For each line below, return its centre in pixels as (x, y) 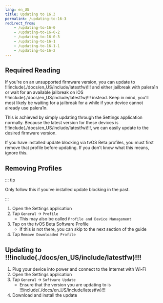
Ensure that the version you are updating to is (65, 284)
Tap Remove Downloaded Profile (44, 235)
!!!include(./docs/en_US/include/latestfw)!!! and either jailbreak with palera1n (82, 87)
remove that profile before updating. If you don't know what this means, (77, 148)
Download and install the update (44, 295)
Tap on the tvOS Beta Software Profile (50, 224)
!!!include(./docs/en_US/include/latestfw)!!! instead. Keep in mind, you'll (77, 98)
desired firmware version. (31, 133)
